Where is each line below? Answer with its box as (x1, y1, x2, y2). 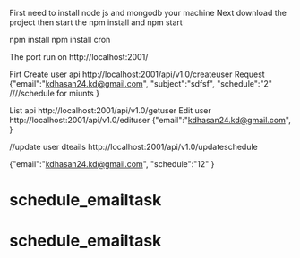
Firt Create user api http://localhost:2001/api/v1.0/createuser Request (9, 69, 266, 79)
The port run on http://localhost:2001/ (9, 52, 149, 62)
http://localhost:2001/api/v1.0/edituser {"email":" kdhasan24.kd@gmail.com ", (9, 115, 291, 125)
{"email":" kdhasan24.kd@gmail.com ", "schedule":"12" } (9, 159, 215, 169)
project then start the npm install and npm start (9, 17, 184, 28)
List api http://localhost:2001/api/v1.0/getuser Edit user (9, 105, 212, 115)
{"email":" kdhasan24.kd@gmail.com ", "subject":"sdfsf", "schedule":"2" (9, 79, 273, 88)
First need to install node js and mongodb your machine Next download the (9, 8, 287, 18)
